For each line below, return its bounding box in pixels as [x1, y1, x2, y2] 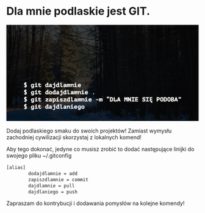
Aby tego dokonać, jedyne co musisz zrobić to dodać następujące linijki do [6, 145, 195, 153]
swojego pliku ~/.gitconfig [6, 151, 72, 159]
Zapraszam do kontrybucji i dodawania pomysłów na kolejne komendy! [6, 200, 185, 207]
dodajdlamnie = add [28, 170, 78, 176]
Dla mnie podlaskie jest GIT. [6, 4, 151, 18]
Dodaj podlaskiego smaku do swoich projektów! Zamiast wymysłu [6, 127, 172, 134]
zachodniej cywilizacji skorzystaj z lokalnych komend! [6, 133, 142, 141]
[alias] [6, 164, 26, 170]
